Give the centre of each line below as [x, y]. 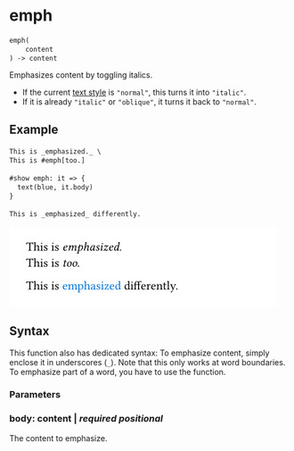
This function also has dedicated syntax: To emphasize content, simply [139, 353]
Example [34, 130]
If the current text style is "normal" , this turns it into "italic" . [134, 92]
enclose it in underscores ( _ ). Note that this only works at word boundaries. [147, 362]
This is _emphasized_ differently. [75, 214]
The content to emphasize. [58, 438]
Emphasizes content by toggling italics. [81, 75]
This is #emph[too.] [48, 160]
